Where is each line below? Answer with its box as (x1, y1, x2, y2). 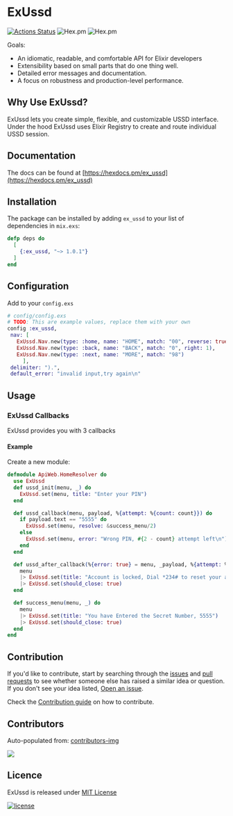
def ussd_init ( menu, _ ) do (13, 484, 92, 491)
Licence (7, 769, 43, 781)
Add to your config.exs (7, 298, 74, 307)
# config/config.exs (7, 312, 67, 319)
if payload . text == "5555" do (19, 516, 107, 523)
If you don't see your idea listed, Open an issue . (7, 685, 144, 693)
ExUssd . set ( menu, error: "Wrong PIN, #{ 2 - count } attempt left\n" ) (25, 536, 228, 543)
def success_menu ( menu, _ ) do (13, 600, 101, 607)
